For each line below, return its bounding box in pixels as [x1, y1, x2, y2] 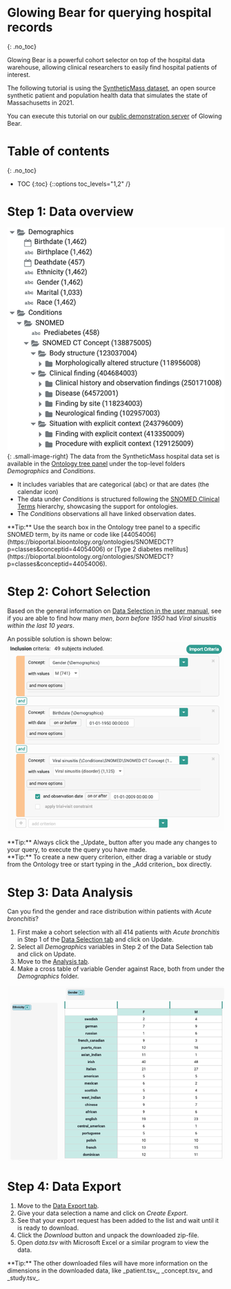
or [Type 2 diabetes [106, 544, 163, 553]
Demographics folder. [17, 972, 79, 980]
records [7, 19, 53, 35]
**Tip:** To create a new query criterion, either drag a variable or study [7, 853, 212, 861]
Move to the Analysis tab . [17, 957, 90, 966]
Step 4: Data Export [7, 1179, 122, 1194]
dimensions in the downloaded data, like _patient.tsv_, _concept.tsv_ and [7, 1266, 213, 1274]
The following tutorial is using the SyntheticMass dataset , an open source [7, 84, 216, 92]
